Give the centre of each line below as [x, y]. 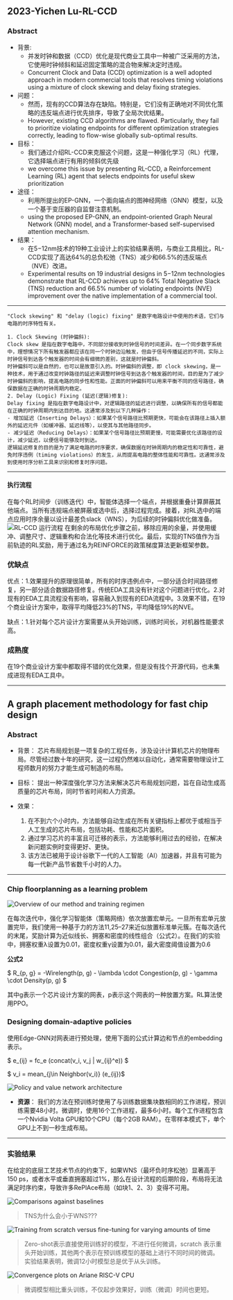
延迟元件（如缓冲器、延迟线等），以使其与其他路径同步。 [86, 425]
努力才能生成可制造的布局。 [87, 768]
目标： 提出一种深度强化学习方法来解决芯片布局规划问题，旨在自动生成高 [121, 782]
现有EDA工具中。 [43, 675]
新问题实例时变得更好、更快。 [70, 847]
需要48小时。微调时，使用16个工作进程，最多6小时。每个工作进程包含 [123, 1110]
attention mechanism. [59, 231]
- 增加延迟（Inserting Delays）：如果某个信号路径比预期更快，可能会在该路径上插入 [114, 418]
